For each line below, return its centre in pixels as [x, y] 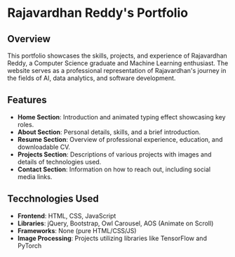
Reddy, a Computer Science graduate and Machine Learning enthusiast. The [118, 63]
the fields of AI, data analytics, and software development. [92, 78]
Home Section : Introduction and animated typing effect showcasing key [121, 117]
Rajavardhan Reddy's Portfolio [98, 13]
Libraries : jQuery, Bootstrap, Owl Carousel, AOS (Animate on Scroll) [115, 223]
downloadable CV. [44, 147]
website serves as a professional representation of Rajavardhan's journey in [117, 71]
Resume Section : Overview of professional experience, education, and [120, 139]
